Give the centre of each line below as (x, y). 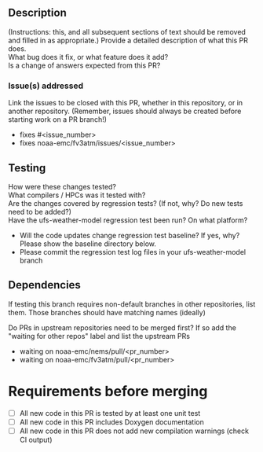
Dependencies (44, 285)
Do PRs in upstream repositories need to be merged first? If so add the (122, 327)
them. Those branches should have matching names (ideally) (107, 312)
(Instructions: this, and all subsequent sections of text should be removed (127, 31)
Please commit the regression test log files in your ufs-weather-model (132, 252)
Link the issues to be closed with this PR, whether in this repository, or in (126, 103)
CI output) (36, 439)
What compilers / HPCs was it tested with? (77, 195)
